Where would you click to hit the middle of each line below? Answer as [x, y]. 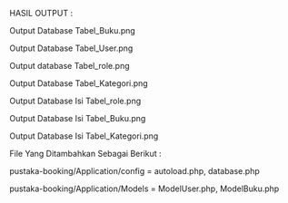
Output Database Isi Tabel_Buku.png [78, 118]
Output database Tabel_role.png [70, 66]
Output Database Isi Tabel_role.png [75, 101]
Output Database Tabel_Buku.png [73, 30]
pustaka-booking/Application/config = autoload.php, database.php [135, 171]
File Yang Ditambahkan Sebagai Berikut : [85, 154]
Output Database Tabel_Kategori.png [79, 83]
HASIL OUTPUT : [41, 13]
